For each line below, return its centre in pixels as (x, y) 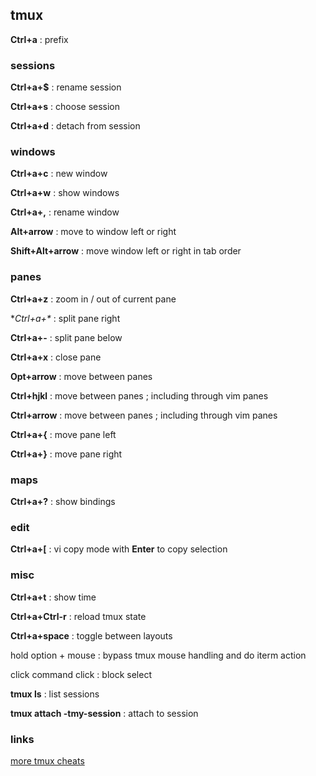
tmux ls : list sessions (55, 694)
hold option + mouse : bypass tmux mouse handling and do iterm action (158, 655)
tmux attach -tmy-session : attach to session (104, 713)
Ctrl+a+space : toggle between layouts (91, 635)
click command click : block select (81, 674)
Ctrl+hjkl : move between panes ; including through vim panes (139, 395)
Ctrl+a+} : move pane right (66, 454)
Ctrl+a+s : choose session (65, 107)
